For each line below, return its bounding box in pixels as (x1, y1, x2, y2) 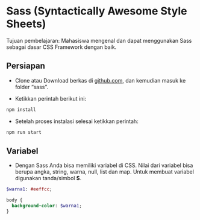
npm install (6, 107, 36, 113)
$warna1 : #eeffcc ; (6, 186, 52, 192)
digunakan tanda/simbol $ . (14, 175, 82, 182)
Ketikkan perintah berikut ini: (14, 95, 86, 102)
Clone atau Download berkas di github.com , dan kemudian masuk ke (14, 77, 186, 84)
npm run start (6, 129, 42, 135)
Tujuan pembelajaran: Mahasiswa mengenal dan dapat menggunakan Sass (6, 37, 192, 44)
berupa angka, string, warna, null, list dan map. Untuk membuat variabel (14, 168, 195, 175)
